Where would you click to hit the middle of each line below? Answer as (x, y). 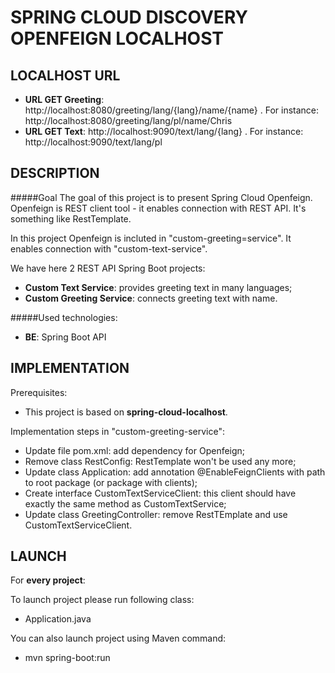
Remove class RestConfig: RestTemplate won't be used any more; (160, 461)
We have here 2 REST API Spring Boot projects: (108, 268)
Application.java (58, 619)
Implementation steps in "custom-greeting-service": (117, 431)
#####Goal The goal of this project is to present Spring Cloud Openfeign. (161, 197)
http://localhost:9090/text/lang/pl (93, 142)
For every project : (48, 580)
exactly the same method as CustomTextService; (125, 503)
